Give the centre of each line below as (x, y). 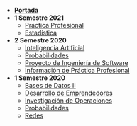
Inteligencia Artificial (55, 48)
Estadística (41, 33)
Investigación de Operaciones (68, 101)
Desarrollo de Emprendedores (68, 93)
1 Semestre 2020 (40, 78)
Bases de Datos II (50, 85)
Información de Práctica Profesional (77, 70)
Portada (26, 10)
